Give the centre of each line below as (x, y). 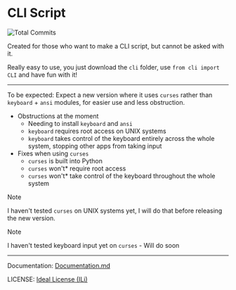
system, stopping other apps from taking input (95, 146)
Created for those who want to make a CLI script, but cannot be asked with (116, 46)
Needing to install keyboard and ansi (80, 123)
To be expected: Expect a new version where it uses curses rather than (110, 95)
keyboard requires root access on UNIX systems (97, 131)
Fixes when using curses (53, 153)
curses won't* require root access (77, 168)
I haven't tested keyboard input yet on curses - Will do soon (93, 245)
